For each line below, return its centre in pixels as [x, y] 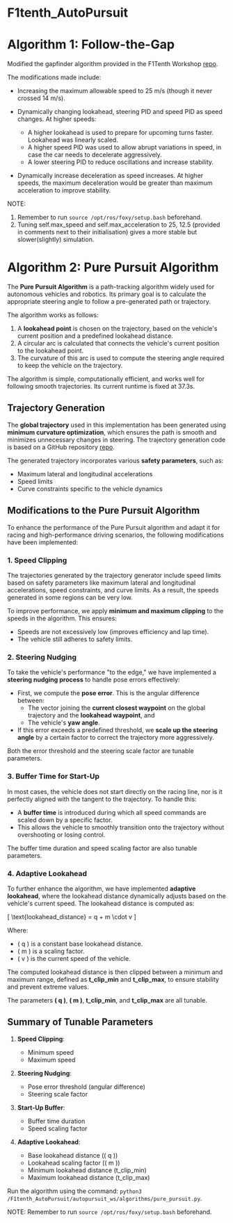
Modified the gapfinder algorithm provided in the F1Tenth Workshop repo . [113, 64]
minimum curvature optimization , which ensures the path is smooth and [112, 432]
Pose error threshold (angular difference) [87, 1087]
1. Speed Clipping [37, 560]
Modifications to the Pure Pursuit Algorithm [104, 511]
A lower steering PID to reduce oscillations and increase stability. [121, 162]
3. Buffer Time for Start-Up [53, 777]
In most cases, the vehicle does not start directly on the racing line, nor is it [115, 791]
